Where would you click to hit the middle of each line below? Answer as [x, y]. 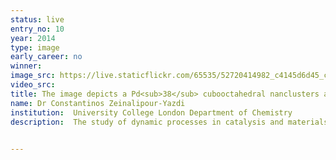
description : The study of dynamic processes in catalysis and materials [169, 122]
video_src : [33, 85]
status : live [37, 19]
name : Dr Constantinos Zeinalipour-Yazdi [98, 103]
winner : [26, 66]
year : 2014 [33, 38]
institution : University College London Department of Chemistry [151, 112]
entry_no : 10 [37, 29]
